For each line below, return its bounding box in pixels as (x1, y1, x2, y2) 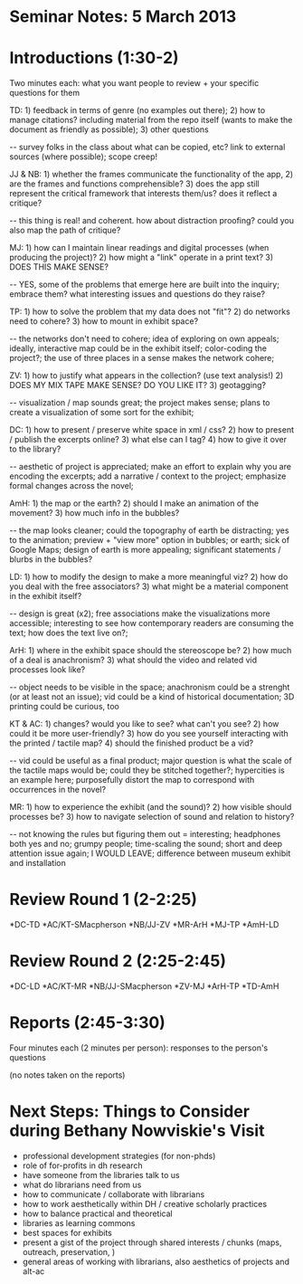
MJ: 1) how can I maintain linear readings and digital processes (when (9, 243, 270, 253)
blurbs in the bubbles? (9, 554, 93, 565)
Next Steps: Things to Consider (9, 1101, 251, 1122)
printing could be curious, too (9, 701, 119, 712)
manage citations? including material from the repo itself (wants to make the (9, 115, 293, 126)
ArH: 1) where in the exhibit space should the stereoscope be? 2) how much (9, 645, 292, 656)
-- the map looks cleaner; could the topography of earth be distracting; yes (9, 525, 289, 536)
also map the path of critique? (9, 224, 121, 236)
